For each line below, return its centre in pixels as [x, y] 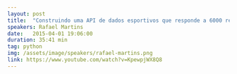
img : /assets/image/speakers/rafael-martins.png [80, 54]
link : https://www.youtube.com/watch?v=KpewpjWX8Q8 [85, 60]
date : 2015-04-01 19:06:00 [50, 33]
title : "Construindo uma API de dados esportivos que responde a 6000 [115, 20]
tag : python [25, 47]
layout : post [26, 14]
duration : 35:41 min [38, 40]
